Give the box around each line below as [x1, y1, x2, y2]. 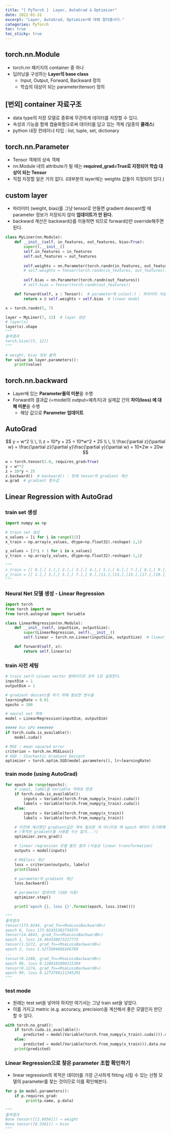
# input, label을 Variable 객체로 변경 [14, 787, 93, 792]
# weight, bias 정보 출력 [5, 353, 56, 358]
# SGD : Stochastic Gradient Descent [5, 753, 85, 759]
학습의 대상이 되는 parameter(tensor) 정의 [20, 83, 105, 90]
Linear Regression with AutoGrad [5, 492, 113, 501]
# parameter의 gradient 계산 [14, 876, 73, 881]
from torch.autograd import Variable [5, 611, 85, 617]
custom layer [5, 191, 48, 200]
